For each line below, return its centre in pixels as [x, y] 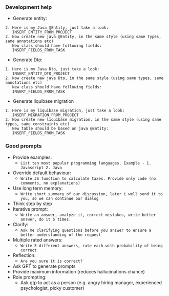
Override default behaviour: [42, 173]
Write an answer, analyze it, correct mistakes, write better [88, 215]
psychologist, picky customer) [52, 288]
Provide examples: [32, 157]
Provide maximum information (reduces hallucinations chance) [79, 271]
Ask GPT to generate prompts [44, 266]
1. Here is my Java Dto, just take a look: [52, 69]
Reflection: [24, 255]
